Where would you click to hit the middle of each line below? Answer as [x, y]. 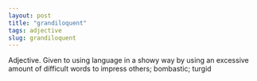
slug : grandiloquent [43, 38]
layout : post [30, 15]
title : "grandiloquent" [48, 23]
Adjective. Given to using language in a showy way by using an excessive [128, 60]
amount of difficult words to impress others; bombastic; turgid [110, 69]
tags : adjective [35, 30]
